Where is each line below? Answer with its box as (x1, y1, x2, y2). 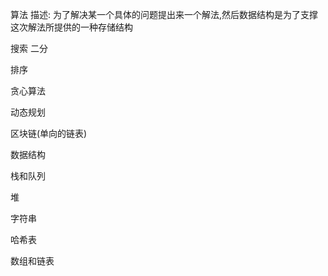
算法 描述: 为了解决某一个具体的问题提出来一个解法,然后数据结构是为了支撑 (10, 9, 318, 20)
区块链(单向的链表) (10, 128, 88, 139)
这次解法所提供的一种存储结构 (10, 21, 133, 33)
